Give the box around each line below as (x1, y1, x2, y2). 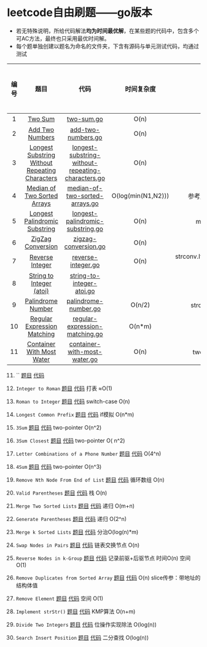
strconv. (174, 252, 199, 261)
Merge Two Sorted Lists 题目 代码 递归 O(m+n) (15, 502, 135, 509)
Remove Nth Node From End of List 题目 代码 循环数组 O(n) (15, 476, 165, 483)
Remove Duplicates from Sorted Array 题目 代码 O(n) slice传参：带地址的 (15, 574, 201, 581)
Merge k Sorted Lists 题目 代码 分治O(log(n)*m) (15, 528, 139, 535)
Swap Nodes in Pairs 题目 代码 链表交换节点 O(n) (15, 541, 140, 549)
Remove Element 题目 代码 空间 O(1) (15, 594, 104, 602)
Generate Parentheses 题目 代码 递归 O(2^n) (15, 515, 127, 522)
